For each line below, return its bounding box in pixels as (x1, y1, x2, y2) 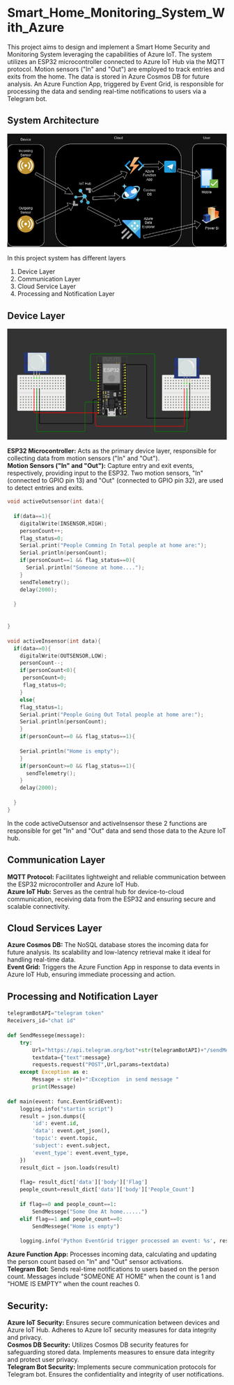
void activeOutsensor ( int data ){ (7, 498, 104, 506)
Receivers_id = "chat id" (7, 1017, 77, 1024)
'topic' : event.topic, (32, 1135, 98, 1142)
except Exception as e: (19, 1069, 89, 1076)
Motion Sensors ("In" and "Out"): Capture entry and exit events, (7, 462, 194, 470)
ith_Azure (7, 19, 65, 36)
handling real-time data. (7, 955, 76, 964)
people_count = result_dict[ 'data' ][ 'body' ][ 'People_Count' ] (19, 1186, 195, 1194)
